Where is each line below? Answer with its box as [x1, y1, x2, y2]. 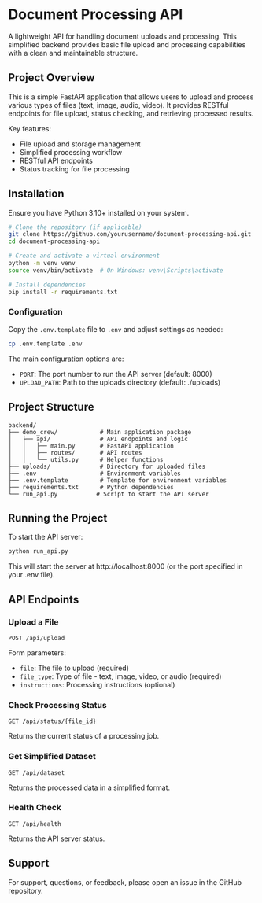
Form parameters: [8, 647, 67, 658]
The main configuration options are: [8, 354, 124, 363]
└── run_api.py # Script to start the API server [8, 490, 210, 498]
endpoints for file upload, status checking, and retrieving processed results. [8, 109, 254, 118]
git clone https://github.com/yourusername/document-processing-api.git [8, 230, 252, 238]
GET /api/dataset [8, 768, 65, 776]
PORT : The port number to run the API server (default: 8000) [19, 369, 212, 378]
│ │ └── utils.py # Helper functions [8, 455, 164, 463]
